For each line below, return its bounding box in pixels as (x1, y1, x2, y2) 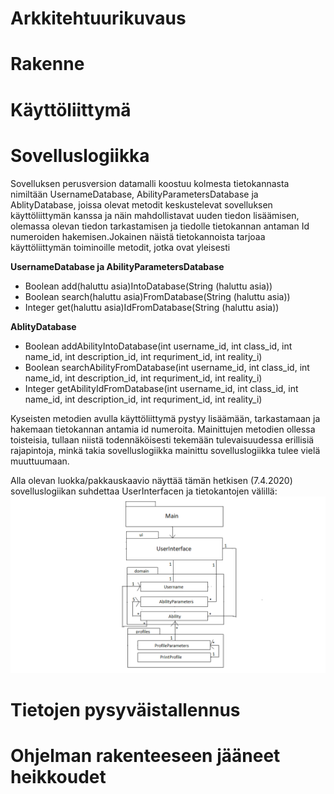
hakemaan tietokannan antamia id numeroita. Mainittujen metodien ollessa (10, 423, 316, 435)
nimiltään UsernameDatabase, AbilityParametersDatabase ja (10, 188, 259, 200)
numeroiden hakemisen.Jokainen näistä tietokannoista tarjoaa (10, 230, 266, 242)
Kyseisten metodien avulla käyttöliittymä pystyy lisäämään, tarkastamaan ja (10, 412, 321, 424)
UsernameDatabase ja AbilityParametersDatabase (10, 260, 225, 272)
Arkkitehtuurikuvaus (10, 7, 187, 30)
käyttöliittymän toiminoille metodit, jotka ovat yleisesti (10, 241, 231, 253)
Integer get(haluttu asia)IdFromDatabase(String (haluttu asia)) (24, 301, 280, 313)
